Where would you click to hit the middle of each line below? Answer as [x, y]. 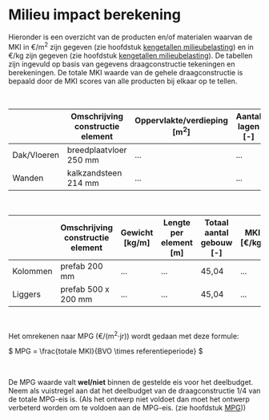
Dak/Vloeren [36, 155]
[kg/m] [137, 242]
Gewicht [137, 232]
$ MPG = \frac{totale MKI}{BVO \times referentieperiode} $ [106, 351]
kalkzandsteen [94, 172]
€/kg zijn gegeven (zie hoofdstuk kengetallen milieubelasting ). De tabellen [130, 55]
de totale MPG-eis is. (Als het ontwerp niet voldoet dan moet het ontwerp [129, 399]
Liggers [27, 294]
